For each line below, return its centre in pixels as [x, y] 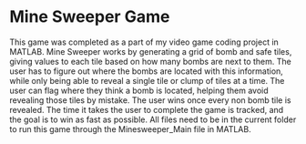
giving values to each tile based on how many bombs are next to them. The [150, 61]
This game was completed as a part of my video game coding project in [144, 42]
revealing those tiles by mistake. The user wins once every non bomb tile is [150, 100]
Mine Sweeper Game [90, 17]
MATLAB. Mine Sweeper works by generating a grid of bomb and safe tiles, [151, 51]
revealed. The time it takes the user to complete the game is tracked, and [147, 109]
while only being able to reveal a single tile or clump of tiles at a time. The [147, 80]
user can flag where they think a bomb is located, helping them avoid [139, 90]
